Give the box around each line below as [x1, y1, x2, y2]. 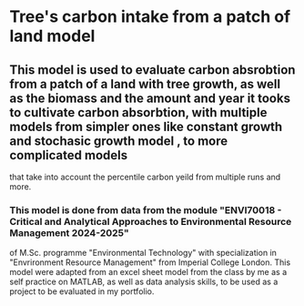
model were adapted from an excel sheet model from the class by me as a [9, 267, 288, 278]
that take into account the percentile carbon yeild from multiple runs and [9, 171, 281, 182]
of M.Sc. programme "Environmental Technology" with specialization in [9, 248, 278, 259]
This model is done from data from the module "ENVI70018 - [9, 203, 282, 216]
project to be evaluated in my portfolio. [9, 286, 155, 297]
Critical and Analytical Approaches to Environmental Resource [9, 215, 292, 228]
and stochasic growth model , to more [9, 133, 228, 148]
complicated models [9, 148, 128, 163]
